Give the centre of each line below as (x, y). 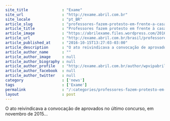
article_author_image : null (40, 57)
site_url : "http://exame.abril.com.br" (67, 15)
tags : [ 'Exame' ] (46, 85)
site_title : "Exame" (44, 10)
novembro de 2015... (27, 114)
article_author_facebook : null (40, 71)
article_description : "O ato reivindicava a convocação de (75, 47)
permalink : (35, 89)
